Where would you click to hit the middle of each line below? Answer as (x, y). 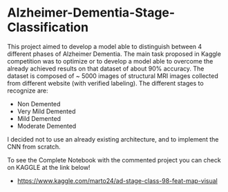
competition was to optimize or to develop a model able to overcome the (110, 61)
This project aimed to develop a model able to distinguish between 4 (105, 46)
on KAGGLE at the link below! (49, 167)
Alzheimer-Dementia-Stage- (91, 13)
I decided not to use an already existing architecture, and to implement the (113, 139)
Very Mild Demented (46, 111)
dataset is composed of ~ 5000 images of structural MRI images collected (113, 76)
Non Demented (39, 104)
